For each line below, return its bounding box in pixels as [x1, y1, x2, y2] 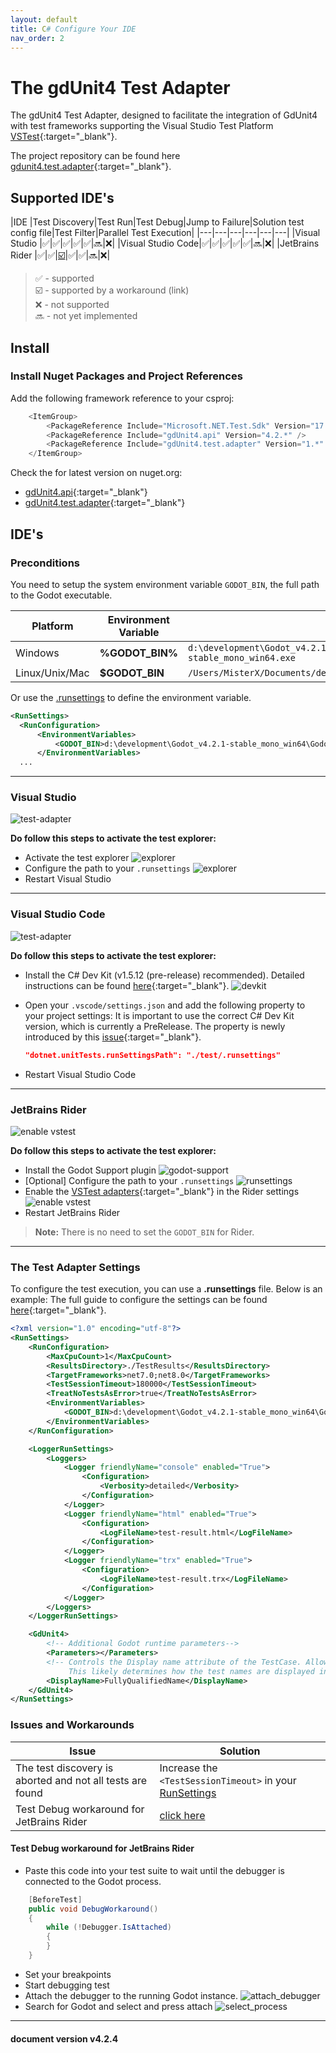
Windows [15, 646, 60, 660]
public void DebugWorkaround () [28, 1904, 159, 1914]
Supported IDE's [10, 189, 115, 206]
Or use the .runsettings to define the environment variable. [10, 691, 252, 703]
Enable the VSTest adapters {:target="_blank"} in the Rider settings [24, 1185, 300, 1197]
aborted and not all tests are [15, 1773, 148, 1787]
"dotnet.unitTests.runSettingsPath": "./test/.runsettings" [24, 1050, 281, 1060]
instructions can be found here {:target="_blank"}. [24, 979, 230, 991]
